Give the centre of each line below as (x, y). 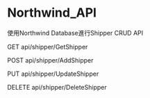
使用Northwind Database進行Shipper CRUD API (75, 33)
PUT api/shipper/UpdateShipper (53, 74)
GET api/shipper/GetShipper (48, 47)
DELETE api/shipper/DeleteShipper (57, 87)
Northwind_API (52, 13)
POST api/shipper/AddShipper (50, 60)
